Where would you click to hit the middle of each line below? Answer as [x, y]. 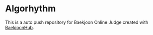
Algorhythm [31, 9]
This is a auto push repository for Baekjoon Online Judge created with [77, 22]
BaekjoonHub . [20, 27]
